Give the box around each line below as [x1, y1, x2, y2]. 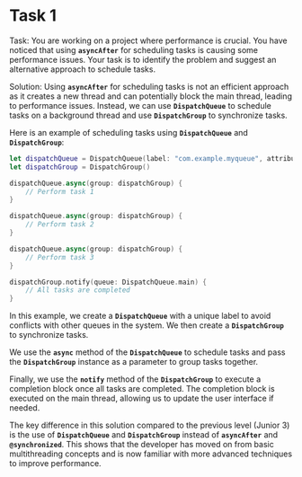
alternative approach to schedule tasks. [9, 64, 155, 75]
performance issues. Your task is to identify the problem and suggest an [9, 54, 277, 65]
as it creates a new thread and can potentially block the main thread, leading [9, 91, 292, 102]
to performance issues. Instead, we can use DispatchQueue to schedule [9, 100, 271, 110]
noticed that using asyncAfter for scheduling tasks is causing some [9, 44, 259, 55]
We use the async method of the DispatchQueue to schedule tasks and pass [9, 347, 286, 358]
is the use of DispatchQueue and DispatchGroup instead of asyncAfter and [9, 429, 279, 440]
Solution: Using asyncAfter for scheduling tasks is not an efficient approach [9, 81, 289, 92]
